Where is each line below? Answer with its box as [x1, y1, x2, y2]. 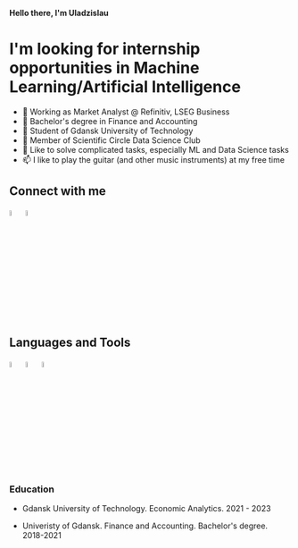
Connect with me [9, 183, 107, 199]
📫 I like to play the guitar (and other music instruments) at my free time [21, 154, 286, 164]
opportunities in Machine [9, 58, 200, 79]
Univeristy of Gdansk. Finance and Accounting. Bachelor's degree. [21, 520, 269, 531]
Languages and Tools [9, 335, 131, 350]
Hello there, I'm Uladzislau [9, 8, 109, 18]
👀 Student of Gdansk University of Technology [21, 125, 194, 136]
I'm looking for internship [9, 39, 201, 59]
